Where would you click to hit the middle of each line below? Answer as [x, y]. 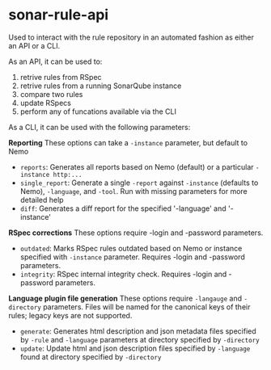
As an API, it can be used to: [55, 61]
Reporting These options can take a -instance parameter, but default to [128, 142]
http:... [68, 174]
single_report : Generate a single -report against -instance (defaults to [139, 183]
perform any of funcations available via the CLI [98, 111]
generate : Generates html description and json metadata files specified [138, 331]
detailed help [42, 200]
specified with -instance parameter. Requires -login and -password [132, 257]
